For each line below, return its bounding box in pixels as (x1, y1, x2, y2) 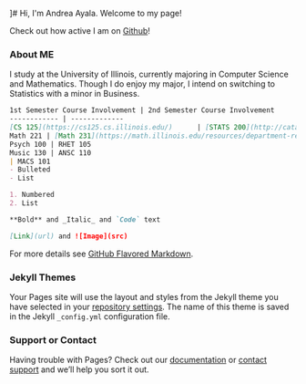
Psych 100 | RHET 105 (9, 140, 92, 149)
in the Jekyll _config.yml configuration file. (9, 310, 170, 322)
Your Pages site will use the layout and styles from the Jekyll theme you (9, 291, 280, 302)
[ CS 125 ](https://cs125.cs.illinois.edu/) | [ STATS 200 (9, 123, 247, 132)
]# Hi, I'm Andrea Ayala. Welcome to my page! (9, 8, 182, 18)
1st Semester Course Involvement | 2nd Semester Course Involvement (9, 106, 275, 115)
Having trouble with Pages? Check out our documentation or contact (9, 355, 267, 366)
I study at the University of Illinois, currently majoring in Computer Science (9, 68, 289, 80)
